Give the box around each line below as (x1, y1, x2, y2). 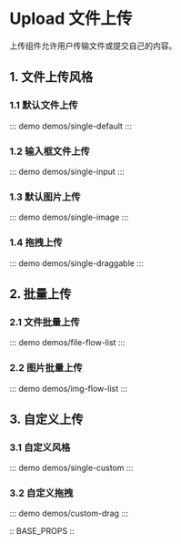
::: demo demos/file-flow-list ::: (9, 337, 126, 348)
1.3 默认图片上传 (9, 190, 81, 203)
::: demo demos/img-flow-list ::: (9, 383, 128, 394)
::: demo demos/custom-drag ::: (9, 508, 129, 519)
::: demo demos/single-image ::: (9, 211, 129, 223)
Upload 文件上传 (9, 8, 133, 29)
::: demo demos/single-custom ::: (9, 462, 134, 474)
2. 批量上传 (9, 286, 72, 302)
